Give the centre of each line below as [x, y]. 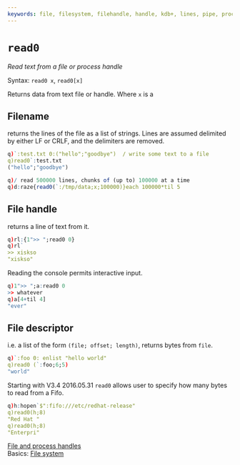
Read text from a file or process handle [65, 66]
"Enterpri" [24, 432]
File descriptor [40, 328]
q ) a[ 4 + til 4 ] [27, 299]
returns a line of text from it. [49, 226]
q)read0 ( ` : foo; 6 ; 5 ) [38, 365]
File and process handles [44, 446]
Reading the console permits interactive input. [75, 273]
